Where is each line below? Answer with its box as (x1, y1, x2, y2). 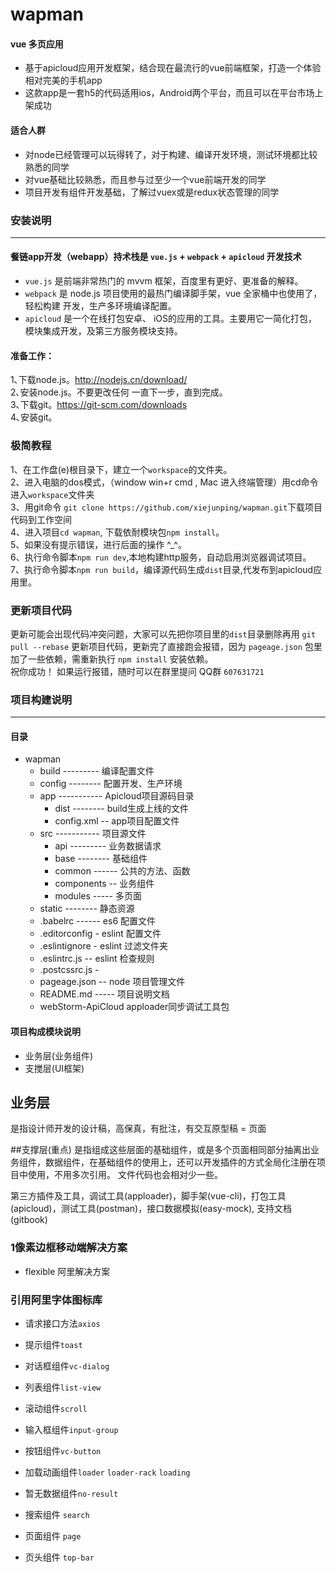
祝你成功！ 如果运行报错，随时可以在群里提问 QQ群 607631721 (10, 665, 265, 677)
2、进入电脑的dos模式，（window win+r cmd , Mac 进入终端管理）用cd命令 (10, 476, 319, 488)
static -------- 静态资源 (39, 903, 135, 915)
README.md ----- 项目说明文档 (39, 988, 170, 1000)
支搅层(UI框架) (24, 1062, 85, 1074)
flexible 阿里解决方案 (24, 1265, 111, 1277)
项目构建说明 (10, 693, 73, 707)
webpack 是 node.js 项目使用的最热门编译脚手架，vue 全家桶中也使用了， (24, 288, 323, 300)
